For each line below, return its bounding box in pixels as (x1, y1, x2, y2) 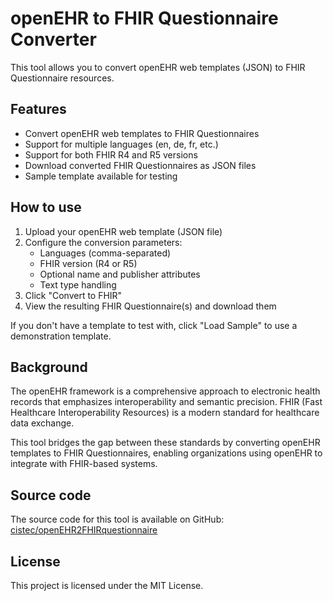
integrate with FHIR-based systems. (10, 458, 158, 470)
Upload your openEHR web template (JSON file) (24, 225, 223, 237)
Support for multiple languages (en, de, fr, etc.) (24, 138, 219, 150)
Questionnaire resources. (10, 72, 115, 84)
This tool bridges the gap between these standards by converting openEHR (10, 437, 321, 449)
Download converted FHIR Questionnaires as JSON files (24, 159, 257, 171)
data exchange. (10, 417, 75, 429)
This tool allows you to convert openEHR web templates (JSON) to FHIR (10, 61, 306, 73)
